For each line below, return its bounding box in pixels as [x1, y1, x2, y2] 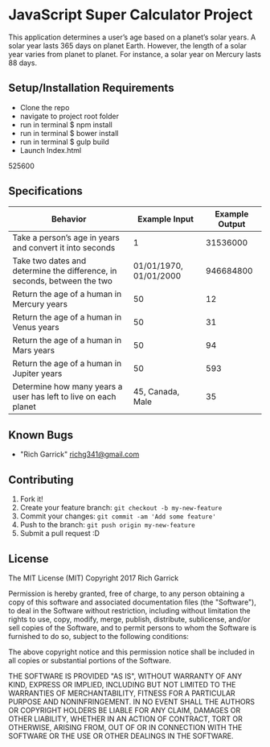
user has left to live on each [12, 390, 117, 402]
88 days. [8, 58, 38, 68]
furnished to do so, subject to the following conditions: [8, 632, 189, 641]
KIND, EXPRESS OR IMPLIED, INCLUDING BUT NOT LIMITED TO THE [8, 680, 236, 689]
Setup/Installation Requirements [8, 81, 174, 95]
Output [218, 218, 246, 229]
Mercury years [12, 298, 68, 309]
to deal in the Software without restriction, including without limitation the [8, 606, 251, 615]
